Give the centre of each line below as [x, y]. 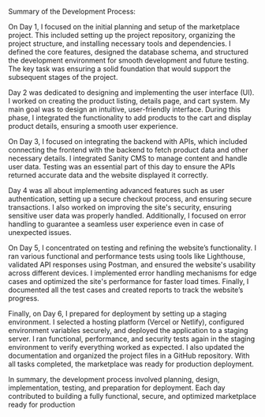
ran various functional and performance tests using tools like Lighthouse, [127, 256]
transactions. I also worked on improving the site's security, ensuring [120, 207]
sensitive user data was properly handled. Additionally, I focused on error [127, 216]
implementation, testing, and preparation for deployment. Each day [117, 388]
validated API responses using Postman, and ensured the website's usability [132, 265]
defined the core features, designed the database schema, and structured [128, 52]
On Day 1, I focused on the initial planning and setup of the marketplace [124, 27]
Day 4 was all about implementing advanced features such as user [116, 190]
